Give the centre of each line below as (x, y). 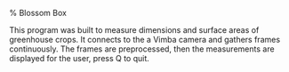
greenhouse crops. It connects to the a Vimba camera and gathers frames (145, 40)
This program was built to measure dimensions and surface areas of (134, 30)
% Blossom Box (38, 13)
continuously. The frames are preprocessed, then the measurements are (142, 49)
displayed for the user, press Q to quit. (79, 58)
